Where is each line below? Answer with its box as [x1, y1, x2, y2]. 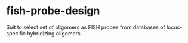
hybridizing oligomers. [27, 29, 82, 37]
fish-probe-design [6, 4, 100, 18]
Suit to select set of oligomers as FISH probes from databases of [6, 24, 165, 31]
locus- [166, 24, 183, 31]
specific [6, 29, 26, 37]
